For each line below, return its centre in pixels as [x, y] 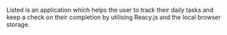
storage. [18, 24]
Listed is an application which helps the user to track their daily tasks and [110, 10]
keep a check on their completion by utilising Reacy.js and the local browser [113, 17]
